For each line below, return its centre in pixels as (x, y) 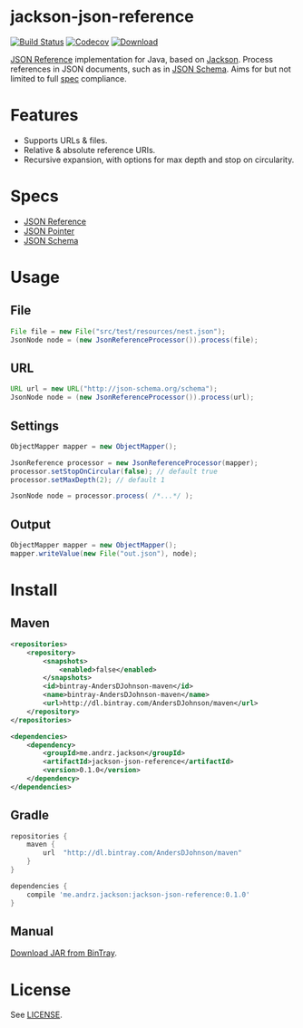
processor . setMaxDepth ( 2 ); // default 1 (88, 480)
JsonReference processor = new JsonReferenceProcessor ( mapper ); (134, 463)
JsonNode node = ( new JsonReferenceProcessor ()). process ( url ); (132, 398)
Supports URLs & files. (65, 140)
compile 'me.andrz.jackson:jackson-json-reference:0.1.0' (138, 895)
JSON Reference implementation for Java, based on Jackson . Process (142, 59)
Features (44, 116)
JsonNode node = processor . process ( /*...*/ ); (102, 496)
